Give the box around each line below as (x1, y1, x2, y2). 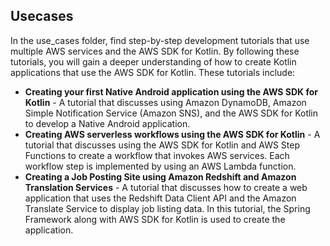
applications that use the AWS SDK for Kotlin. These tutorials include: (10, 66, 296, 78)
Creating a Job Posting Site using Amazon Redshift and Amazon (24, 170, 297, 183)
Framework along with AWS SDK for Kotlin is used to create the (24, 213, 286, 225)
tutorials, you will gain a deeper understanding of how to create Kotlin (10, 55, 297, 68)
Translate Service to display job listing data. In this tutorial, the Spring (24, 202, 311, 214)
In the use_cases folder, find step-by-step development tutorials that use (10, 34, 310, 46)
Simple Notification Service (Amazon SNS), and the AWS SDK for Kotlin (24, 107, 319, 119)
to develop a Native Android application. (24, 117, 191, 129)
